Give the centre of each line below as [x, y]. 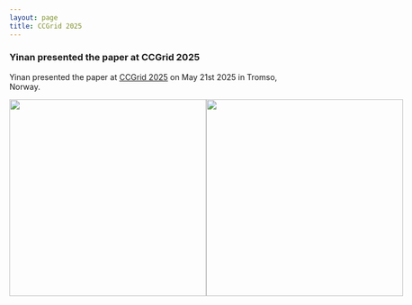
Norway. [25, 86]
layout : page [34, 18]
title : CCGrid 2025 [46, 26]
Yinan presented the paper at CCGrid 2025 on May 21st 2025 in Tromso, [143, 76]
